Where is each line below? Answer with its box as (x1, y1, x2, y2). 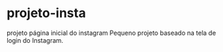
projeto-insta (6, 5, 86, 21)
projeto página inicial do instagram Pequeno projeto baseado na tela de (6, 28, 217, 37)
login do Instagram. (6, 36, 63, 44)
